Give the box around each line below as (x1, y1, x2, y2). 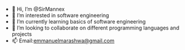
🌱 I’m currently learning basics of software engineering (11, 18, 146, 25)
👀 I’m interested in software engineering (11, 12, 109, 19)
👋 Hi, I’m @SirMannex (11, 6, 65, 12)
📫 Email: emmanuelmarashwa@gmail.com (11, 37, 115, 44)
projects (11, 31, 33, 38)
